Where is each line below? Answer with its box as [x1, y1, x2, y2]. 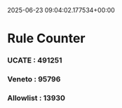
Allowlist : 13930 [7, 93, 65, 102]
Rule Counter [7, 31, 86, 46]
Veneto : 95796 [7, 74, 61, 84]
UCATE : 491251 [7, 55, 62, 65]
